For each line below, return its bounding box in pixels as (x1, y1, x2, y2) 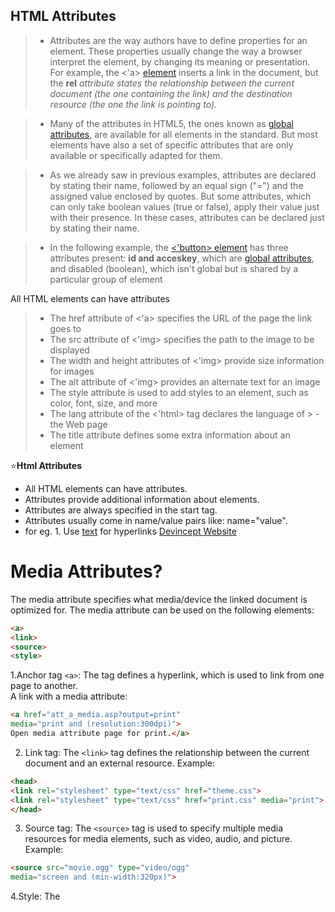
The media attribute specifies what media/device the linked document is (10, 593, 308, 605)
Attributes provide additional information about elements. (24, 493, 260, 505)
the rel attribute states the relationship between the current (49, 77, 295, 89)
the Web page (49, 418, 108, 430)
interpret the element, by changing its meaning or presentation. (49, 55, 311, 68)
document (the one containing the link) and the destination (49, 87, 293, 99)
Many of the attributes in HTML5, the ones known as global (49, 117, 294, 129)
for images (49, 365, 95, 377)
